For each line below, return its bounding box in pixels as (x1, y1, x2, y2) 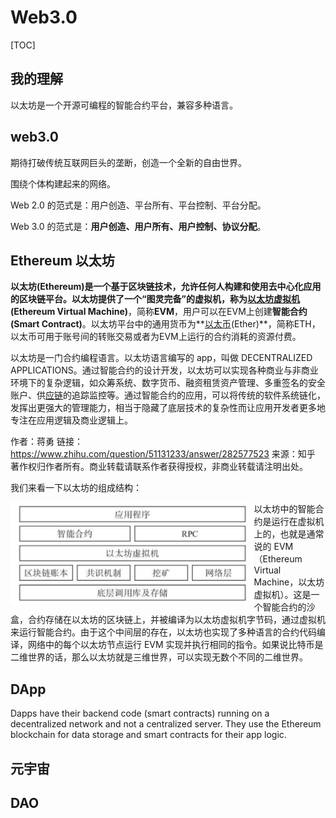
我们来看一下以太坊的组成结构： (10, 482, 142, 494)
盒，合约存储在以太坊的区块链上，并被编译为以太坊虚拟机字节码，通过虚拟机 (10, 614, 326, 626)
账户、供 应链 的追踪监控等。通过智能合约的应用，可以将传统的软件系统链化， (10, 389, 326, 401)
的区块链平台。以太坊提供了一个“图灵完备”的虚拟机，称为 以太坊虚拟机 (10, 293, 301, 305)
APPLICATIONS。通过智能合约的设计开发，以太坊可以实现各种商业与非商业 (10, 364, 319, 376)
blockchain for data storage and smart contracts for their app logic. (10, 729, 287, 741)
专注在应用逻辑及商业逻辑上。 (10, 414, 133, 426)
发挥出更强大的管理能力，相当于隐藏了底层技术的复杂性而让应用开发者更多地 (10, 402, 326, 414)
